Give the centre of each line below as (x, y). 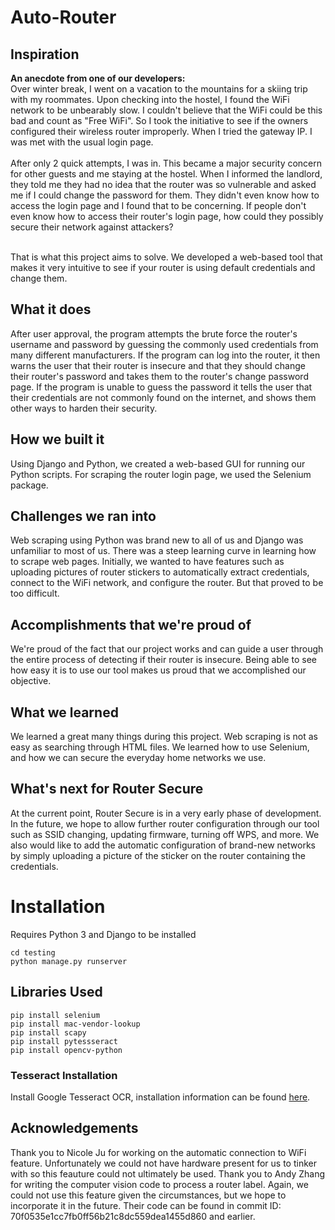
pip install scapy (48, 1032)
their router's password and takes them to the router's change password (159, 376)
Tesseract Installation (64, 1075)
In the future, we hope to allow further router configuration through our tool (165, 823)
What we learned (64, 712)
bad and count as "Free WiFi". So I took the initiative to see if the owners (159, 120)
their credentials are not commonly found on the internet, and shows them (163, 397)
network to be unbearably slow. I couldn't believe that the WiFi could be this (166, 110)
